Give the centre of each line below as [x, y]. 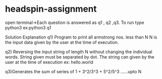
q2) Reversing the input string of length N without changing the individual [79, 52]
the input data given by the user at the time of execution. [62, 42]
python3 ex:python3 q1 [28, 27]
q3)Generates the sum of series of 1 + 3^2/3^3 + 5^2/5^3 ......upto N [73, 71]
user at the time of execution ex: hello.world [49, 62]
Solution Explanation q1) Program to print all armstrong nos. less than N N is [81, 37]
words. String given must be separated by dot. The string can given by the [80, 57]
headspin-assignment [51, 9]
